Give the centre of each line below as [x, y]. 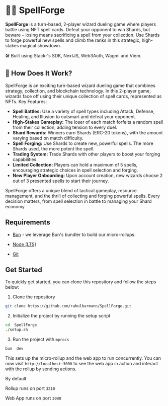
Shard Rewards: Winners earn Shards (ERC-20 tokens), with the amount [88, 132]
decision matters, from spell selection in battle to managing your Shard [78, 201]
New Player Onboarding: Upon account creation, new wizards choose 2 [88, 175]
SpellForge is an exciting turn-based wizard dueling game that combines [80, 86]
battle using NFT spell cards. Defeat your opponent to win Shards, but [78, 29]
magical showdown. [40, 45]
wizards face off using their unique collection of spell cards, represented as [83, 96]
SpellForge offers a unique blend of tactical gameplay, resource [71, 190]
